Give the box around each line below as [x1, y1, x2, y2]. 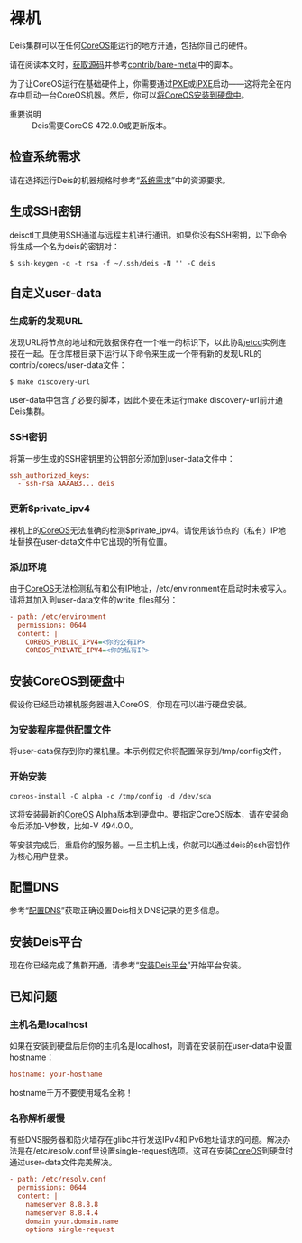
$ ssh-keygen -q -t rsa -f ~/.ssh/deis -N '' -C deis [9, 258, 216, 267]
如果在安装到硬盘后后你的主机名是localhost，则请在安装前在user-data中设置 [9, 1040, 293, 1051]
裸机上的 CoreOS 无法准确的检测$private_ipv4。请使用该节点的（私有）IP [9, 525, 279, 536]
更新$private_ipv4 [9, 502, 91, 515]
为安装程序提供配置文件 [9, 724, 111, 736]
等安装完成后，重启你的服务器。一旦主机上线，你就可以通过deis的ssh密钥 [9, 839, 283, 850]
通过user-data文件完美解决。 [9, 1157, 117, 1168]
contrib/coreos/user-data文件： [9, 360, 128, 370]
